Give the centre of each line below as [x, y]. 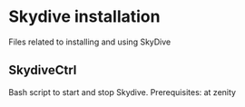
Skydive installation [84, 17]
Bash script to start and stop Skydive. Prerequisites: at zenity [122, 92]
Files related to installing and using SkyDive [90, 42]
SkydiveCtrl [43, 70]
